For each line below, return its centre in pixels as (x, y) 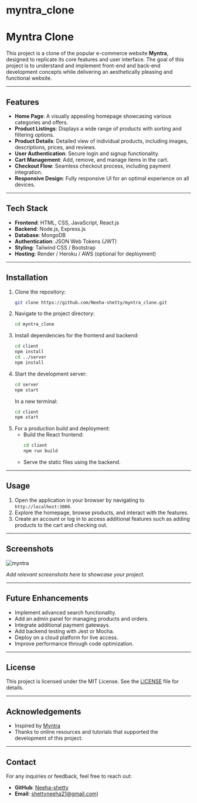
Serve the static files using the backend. (72, 462)
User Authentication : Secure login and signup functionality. (87, 153)
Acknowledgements (44, 711)
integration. (28, 172)
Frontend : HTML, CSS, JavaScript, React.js (67, 223)
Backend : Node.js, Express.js (50, 228)
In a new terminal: (36, 401)
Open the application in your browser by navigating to (79, 500)
